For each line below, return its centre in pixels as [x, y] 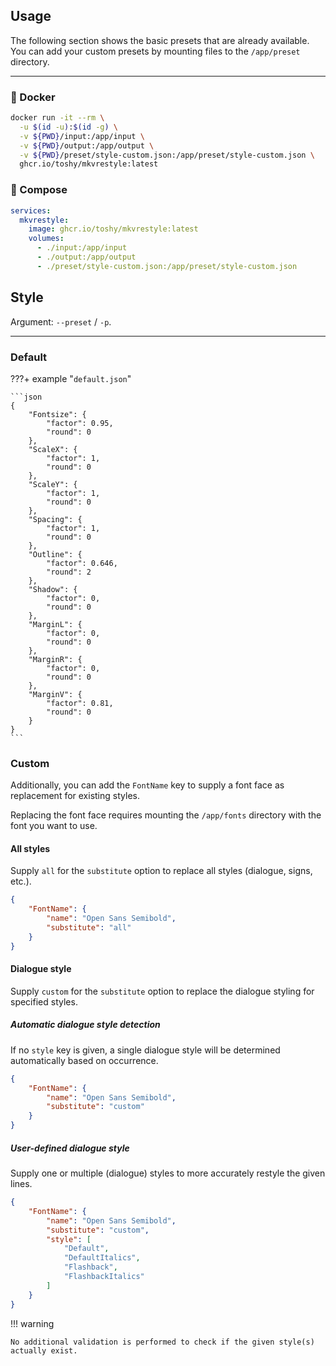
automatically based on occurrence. [84, 1060]
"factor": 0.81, [80, 703]
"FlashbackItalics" [104, 1277]
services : [31, 210]
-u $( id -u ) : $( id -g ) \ [68, 127]
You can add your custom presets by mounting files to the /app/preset [155, 51]
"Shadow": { [53, 589]
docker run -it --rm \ [57, 118]
